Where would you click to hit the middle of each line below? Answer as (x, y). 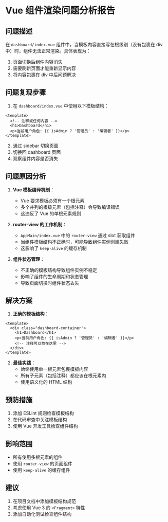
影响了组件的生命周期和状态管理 (54, 276)
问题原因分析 (26, 176)
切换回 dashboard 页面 (37, 152)
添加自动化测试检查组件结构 (42, 514)
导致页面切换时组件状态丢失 (50, 283)
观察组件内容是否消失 (35, 158)
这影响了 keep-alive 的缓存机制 (54, 248)
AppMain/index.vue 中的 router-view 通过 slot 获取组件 (78, 235)
